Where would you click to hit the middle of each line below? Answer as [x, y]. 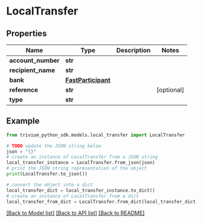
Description [134, 50]
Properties [27, 33]
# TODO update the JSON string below [54, 146]
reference [24, 90]
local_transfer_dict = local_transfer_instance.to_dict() [81, 190]
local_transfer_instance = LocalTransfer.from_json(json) [81, 163]
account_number [34, 60]
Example [23, 121]
